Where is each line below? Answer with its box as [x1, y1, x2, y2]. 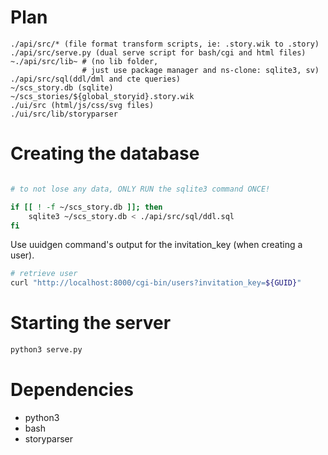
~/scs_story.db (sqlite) [10, 82, 114, 93]
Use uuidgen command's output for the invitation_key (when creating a [10, 239, 303, 251]
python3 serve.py [10, 345, 83, 355]
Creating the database [10, 142, 200, 165]
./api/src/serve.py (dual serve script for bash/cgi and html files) [10, 47, 307, 58]
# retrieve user [10, 269, 78, 279]
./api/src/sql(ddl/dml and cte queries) [10, 74, 182, 84]
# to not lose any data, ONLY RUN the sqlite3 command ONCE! [10, 184, 271, 194]
